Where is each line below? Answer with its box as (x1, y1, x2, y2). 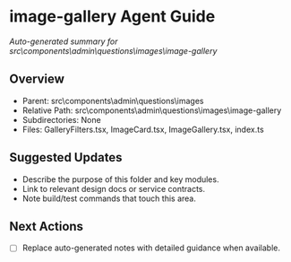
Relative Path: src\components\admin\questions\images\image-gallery (21, 105, 282, 116)
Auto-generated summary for (9, 36, 118, 47)
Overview (9, 72, 65, 87)
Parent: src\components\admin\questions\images (21, 95, 204, 106)
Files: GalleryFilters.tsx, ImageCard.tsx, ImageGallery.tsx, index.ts (21, 124, 264, 135)
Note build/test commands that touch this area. (21, 193, 197, 204)
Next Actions (9, 218, 83, 234)
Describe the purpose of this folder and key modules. (21, 173, 219, 185)
